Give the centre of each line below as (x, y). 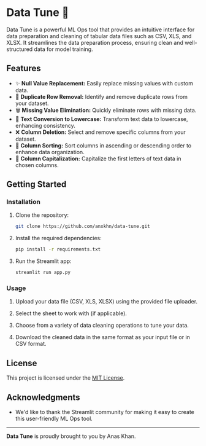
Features (24, 68)
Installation (24, 202)
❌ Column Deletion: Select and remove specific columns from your (100, 132)
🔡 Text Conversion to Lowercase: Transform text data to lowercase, (101, 119)
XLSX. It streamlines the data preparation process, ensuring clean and (95, 42)
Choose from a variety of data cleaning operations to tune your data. (102, 326)
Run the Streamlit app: (43, 261)
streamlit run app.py (43, 273)
